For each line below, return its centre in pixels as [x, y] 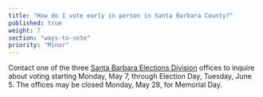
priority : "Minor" [39, 45]
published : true [35, 23]
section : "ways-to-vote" [49, 38]
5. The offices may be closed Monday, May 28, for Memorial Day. [116, 85]
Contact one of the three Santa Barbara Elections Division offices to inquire [131, 68]
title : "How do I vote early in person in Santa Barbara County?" [121, 16]
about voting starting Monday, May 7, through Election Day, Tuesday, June [130, 76]
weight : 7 [25, 30]
